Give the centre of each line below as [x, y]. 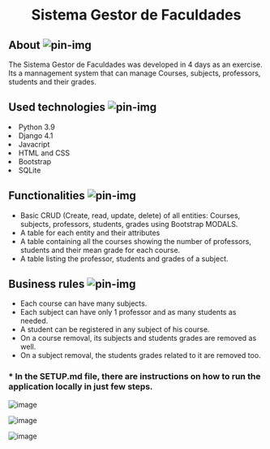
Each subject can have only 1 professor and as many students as [128, 312]
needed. [34, 321]
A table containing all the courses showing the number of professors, [135, 241]
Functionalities [47, 196]
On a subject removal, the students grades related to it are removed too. [140, 355]
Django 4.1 [36, 135]
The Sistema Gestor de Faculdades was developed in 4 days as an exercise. [136, 64]
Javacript [34, 144]
